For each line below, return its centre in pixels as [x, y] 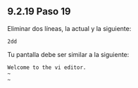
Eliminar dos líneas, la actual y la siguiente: [69, 28]
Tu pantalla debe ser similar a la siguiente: [68, 54]
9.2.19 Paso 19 [39, 12]
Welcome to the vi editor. [47, 67]
